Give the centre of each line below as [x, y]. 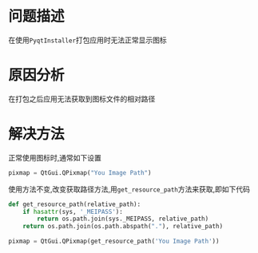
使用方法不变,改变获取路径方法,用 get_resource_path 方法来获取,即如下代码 [129, 189]
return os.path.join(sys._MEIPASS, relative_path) [123, 219]
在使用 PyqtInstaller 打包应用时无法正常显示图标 [88, 40]
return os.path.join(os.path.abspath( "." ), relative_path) [123, 227]
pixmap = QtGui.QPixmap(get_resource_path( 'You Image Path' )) [114, 241]
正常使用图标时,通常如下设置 [55, 157]
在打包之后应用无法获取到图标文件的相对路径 [82, 99]
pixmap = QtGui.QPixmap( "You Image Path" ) [80, 172]
